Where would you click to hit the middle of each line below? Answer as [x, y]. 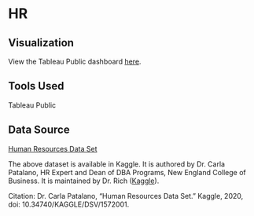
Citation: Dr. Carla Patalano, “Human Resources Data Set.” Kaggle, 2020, [126, 196]
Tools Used [36, 86]
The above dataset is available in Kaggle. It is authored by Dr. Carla [117, 164]
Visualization [41, 43]
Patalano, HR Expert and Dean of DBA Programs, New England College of [127, 172]
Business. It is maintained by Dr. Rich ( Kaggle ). [84, 181]
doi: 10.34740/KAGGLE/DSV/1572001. [69, 204]
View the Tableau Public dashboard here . [75, 61]
